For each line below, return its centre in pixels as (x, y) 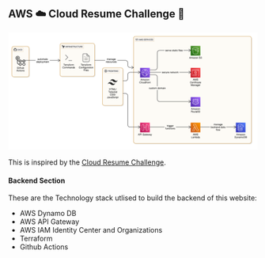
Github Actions (44, 247)
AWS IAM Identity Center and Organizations (91, 230)
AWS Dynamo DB (48, 214)
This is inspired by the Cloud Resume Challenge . (87, 162)
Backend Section (37, 180)
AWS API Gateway (49, 222)
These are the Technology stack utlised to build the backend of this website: (132, 198)
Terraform (36, 239)
